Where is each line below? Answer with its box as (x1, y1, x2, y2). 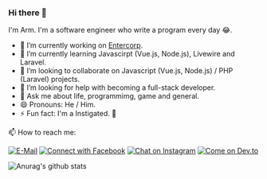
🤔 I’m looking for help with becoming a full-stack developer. (19, 83, 216, 92)
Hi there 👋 (8, 7, 48, 18)
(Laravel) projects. (19, 75, 80, 84)
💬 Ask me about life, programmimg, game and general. (19, 91, 199, 101)
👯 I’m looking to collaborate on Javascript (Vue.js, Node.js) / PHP (19, 66, 234, 76)
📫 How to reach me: (8, 127, 77, 138)
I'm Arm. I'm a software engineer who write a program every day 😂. (8, 25, 233, 35)
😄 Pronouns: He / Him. (19, 99, 96, 110)
